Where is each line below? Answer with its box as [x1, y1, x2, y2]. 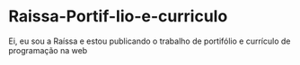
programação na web [8, 45, 88, 55]
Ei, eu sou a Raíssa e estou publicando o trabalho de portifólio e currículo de [8, 36, 291, 46]
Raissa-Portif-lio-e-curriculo [8, 6, 228, 27]
